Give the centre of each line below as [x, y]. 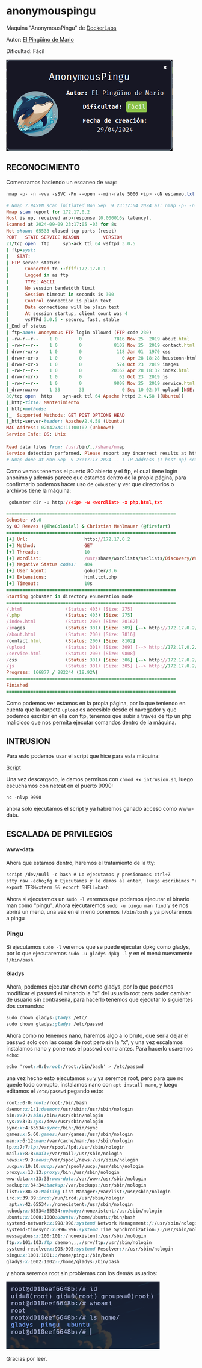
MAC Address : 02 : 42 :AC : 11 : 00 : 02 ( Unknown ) [60, 428]
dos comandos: [26, 1006]
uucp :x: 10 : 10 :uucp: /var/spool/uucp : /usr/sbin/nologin [75, 1166]
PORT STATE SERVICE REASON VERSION [64, 237]
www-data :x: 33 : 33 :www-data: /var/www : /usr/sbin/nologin [76, 1179]
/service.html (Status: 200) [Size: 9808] [71, 654]
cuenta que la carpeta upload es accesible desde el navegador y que [91, 710]
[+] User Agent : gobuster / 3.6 [62, 571]
